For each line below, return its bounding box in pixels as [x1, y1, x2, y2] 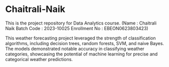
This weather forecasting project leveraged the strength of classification [5, 35, 156, 41]
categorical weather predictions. [5, 56, 73, 62]
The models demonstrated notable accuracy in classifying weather [5, 45, 145, 51]
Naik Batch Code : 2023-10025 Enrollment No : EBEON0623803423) [5, 25, 148, 31]
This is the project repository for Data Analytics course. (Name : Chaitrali [5, 20, 157, 26]
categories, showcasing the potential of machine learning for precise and [5, 51, 158, 57]
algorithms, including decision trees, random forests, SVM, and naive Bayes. [5, 40, 164, 46]
